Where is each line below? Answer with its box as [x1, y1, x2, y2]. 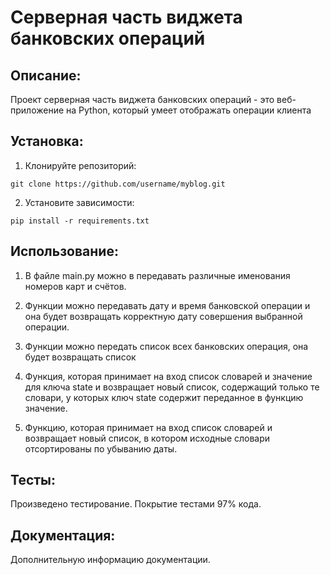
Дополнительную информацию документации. [10, 554, 211, 566]
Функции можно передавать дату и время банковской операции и [24, 299, 311, 311]
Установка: [10, 133, 84, 150]
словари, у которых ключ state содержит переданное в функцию [24, 391, 304, 403]
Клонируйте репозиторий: [24, 159, 137, 171]
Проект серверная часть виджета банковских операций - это [10, 94, 275, 105]
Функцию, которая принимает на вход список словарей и [24, 421, 273, 433]
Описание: [10, 67, 82, 84]
